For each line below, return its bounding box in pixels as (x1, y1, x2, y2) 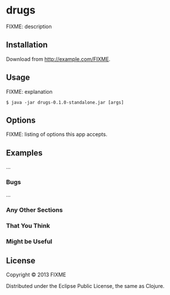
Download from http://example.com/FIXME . (6, 55, 111, 62)
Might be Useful (6, 238, 53, 246)
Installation (6, 40, 48, 50)
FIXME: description (6, 23, 52, 30)
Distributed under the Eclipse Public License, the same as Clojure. (6, 283, 165, 290)
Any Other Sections (6, 206, 63, 214)
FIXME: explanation (6, 88, 53, 95)
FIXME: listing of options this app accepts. (6, 131, 107, 138)
